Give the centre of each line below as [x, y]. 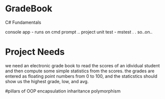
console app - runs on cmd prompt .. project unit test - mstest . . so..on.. [79, 32]
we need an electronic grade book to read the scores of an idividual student [82, 65]
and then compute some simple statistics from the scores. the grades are [80, 71]
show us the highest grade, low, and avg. [47, 81]
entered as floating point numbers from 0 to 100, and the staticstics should [81, 76]
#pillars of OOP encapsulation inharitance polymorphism [63, 91]
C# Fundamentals [23, 22]
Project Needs [35, 52]
